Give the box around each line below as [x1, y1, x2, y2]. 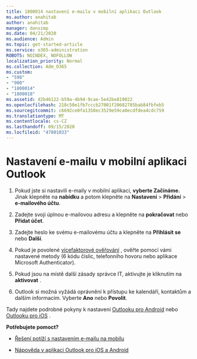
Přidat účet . [14, 217, 44, 224]
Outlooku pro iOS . [6, 312, 51, 319]
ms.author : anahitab [6, 14, 57, 20]
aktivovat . [14, 276, 41, 283]
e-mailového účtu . [14, 199, 61, 207]
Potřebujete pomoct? [6, 323, 59, 331]
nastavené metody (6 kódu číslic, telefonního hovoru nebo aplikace [14, 252, 178, 260]
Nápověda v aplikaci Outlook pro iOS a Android [14, 346, 129, 353]
